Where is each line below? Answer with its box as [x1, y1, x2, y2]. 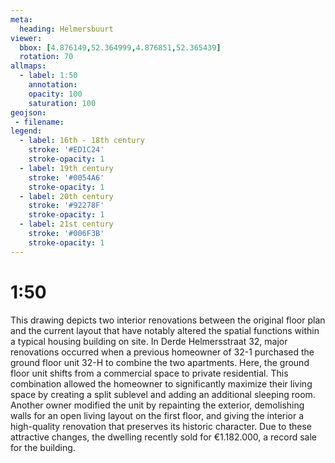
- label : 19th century [19, 163, 114, 173]
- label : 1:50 [19, 71, 78, 81]
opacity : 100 [28, 89, 83, 99]
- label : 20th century [19, 191, 114, 201]
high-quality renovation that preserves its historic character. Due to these [10, 420, 312, 432]
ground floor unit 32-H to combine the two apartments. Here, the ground [10, 356, 310, 368]
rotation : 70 [19, 52, 74, 62]
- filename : [14, 117, 65, 127]
